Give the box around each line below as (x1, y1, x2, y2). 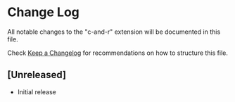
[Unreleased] (7, 69, 67, 81)
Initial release (17, 87, 56, 96)
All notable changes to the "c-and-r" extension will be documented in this (7, 27, 221, 36)
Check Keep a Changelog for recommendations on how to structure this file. (7, 49, 229, 57)
